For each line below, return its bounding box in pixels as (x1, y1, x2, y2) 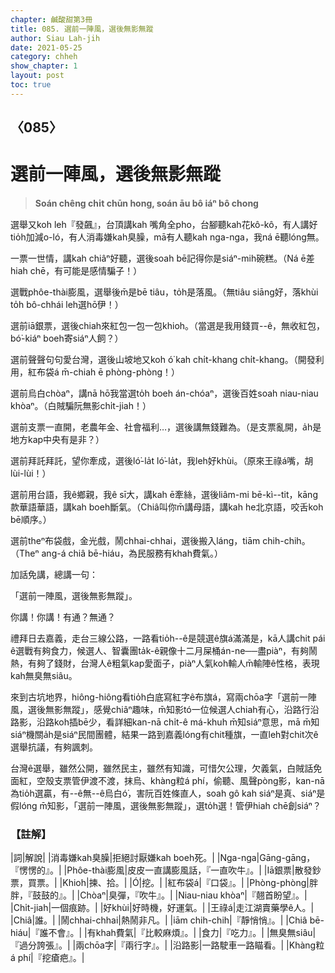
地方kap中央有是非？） (10, 434, 105, 446)
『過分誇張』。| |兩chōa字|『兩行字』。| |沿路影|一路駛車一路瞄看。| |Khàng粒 (10, 939, 325, 951)
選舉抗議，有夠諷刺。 (10, 741, 98, 753)
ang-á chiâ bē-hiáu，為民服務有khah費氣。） (41, 547, 224, 560)
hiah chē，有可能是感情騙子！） (10, 265, 143, 277)
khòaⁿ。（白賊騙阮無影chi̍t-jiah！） (10, 400, 152, 412)
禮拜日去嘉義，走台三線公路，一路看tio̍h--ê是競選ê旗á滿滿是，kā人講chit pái (10, 632, 326, 645)
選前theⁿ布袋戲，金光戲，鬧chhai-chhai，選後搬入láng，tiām (10, 535, 261, 547)
